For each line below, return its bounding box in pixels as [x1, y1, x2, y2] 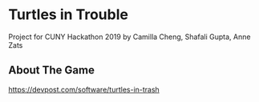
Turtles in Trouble [8, 6, 128, 24]
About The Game [8, 64, 95, 77]
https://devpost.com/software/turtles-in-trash [8, 84, 160, 94]
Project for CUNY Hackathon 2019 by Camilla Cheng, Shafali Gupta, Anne [8, 32, 251, 41]
